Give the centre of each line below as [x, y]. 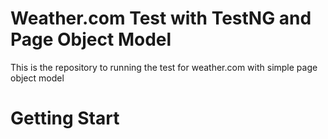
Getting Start [65, 118]
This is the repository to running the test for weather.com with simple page [164, 67]
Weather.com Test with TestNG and [161, 18]
